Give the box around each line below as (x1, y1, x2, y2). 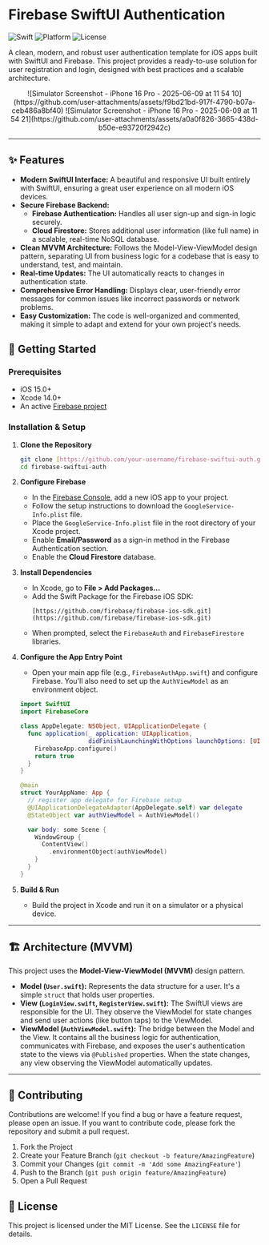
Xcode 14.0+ (19, 393, 62, 403)
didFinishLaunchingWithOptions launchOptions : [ (87, 737, 254, 745)
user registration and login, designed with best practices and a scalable (8, 64, 244, 74)
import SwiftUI (19, 701, 71, 709)
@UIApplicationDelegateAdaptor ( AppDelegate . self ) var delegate (27, 803, 243, 812)
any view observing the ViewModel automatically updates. (19, 1058, 213, 1067)
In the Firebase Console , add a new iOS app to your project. (31, 492, 230, 502)
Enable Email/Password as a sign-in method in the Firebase (31, 535, 231, 545)
